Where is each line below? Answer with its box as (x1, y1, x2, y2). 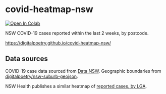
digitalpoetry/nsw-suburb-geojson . (5, 73, 78, 79)
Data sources (5, 55, 48, 63)
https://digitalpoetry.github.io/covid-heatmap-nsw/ (5, 39, 112, 46)
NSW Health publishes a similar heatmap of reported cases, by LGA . (5, 83, 147, 89)
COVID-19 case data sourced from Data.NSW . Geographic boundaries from (5, 68, 161, 74)
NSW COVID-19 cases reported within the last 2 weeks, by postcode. (5, 30, 149, 36)
